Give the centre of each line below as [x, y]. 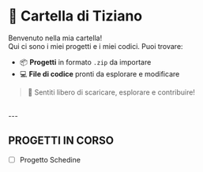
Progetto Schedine [50, 159]
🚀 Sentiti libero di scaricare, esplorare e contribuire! [111, 92]
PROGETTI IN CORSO [61, 141]
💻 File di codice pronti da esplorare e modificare [100, 73]
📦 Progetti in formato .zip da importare [85, 62]
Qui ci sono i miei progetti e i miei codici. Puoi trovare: [96, 46]
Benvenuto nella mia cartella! [55, 38]
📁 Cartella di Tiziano [75, 16]
